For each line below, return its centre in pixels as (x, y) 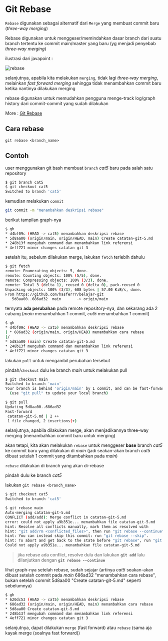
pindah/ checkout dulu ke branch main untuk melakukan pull (66, 370)
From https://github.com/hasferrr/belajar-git (54, 294)
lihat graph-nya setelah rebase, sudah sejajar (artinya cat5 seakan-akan (79, 570)
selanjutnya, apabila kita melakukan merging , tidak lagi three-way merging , (82, 78)
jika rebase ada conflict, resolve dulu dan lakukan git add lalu (81, 555)
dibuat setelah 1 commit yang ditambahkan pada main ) (61, 456)
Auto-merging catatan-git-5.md (38, 513)
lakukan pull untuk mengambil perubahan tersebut (58, 360)
